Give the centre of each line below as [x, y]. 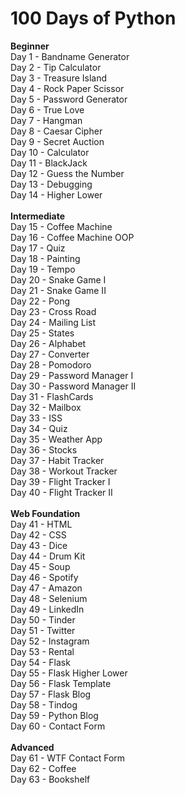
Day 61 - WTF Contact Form [68, 758]
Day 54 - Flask [40, 662]
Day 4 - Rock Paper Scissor [67, 88]
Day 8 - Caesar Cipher [56, 131]
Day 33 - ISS [36, 418]
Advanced [32, 747]
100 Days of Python [93, 18]
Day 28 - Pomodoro [51, 364]
